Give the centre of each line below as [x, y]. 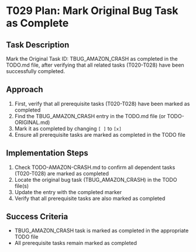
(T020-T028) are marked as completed [62, 173]
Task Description [38, 45]
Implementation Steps [47, 153]
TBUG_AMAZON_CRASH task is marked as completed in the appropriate [102, 231]
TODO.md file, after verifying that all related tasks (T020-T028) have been [95, 65]
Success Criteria [37, 217]
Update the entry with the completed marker [68, 192]
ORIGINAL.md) [32, 122]
